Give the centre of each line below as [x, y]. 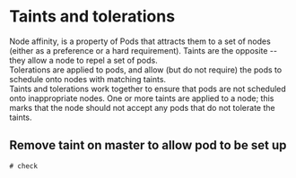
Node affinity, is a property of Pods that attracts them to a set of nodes [140, 41]
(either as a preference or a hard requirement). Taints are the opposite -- [144, 50]
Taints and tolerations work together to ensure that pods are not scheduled [148, 89]
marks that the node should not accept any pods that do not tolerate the [142, 107]
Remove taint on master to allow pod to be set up [148, 145]
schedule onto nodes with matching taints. [88, 79]
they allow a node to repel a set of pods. [84, 60]
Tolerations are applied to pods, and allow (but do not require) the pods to [146, 70]
